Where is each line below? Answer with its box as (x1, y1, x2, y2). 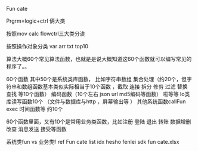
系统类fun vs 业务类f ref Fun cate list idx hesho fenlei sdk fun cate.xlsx (6, 138, 180, 145)
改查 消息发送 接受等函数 (6, 125, 67, 132)
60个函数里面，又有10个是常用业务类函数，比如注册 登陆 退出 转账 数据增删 (6, 118, 191, 125)
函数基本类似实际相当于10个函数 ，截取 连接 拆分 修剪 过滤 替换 (32, 83, 188, 90)
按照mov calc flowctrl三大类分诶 (6, 30, 85, 37)
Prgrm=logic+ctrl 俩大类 (6, 17, 66, 24)
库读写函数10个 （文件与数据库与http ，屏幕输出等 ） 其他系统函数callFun (6, 98, 186, 105)
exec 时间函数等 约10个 (6, 106, 63, 112)
